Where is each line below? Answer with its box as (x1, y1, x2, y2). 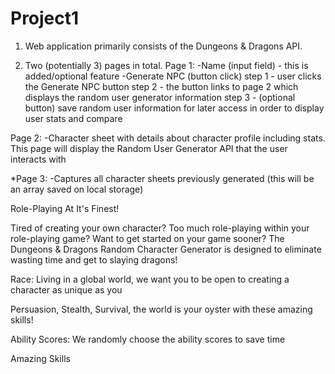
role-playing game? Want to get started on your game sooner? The (10, 232, 285, 244)
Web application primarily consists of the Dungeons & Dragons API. (24, 40, 303, 52)
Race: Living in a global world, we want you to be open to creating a (10, 273, 290, 285)
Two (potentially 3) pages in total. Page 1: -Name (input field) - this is (24, 59, 309, 71)
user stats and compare (24, 112, 123, 124)
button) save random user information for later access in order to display (24, 102, 325, 114)
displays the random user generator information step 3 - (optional (24, 91, 296, 103)
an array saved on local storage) (10, 183, 144, 195)
